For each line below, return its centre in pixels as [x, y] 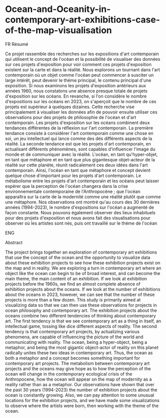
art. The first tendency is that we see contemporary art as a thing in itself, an [83, 321]
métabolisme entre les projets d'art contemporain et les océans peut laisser [82, 181]
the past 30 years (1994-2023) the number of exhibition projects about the [81, 390]
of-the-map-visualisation [59, 30]
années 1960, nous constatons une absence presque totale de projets [76, 91]
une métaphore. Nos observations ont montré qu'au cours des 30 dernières [83, 202]
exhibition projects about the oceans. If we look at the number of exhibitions [83, 289]
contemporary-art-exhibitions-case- [83, 20]
